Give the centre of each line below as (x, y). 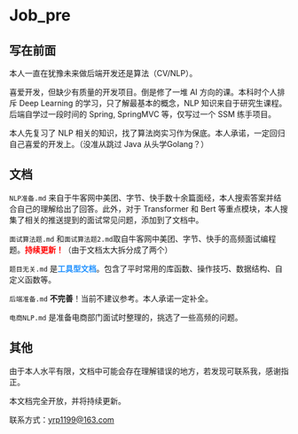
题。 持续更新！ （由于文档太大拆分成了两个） (91, 250)
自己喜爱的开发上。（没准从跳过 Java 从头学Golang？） (109, 144)
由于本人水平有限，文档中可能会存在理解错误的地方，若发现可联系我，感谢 (145, 371)
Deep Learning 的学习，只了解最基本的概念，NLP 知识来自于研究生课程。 (153, 103)
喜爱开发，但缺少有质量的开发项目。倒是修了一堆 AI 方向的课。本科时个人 (143, 92)
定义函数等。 (32, 279)
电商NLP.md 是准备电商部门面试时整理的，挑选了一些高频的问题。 (126, 317)
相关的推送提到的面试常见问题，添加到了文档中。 (114, 220)
